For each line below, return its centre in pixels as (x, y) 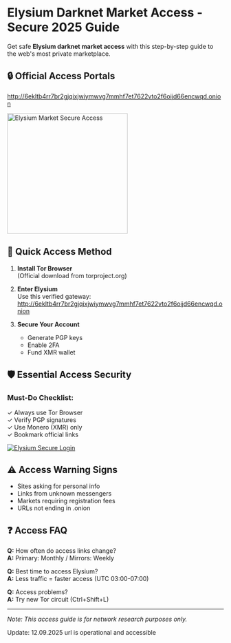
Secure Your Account (48, 324)
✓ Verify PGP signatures (42, 420)
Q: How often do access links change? (62, 550)
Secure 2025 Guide (64, 27)
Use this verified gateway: (54, 296)
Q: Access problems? (37, 592)
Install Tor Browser (45, 268)
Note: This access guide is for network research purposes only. (97, 619)
